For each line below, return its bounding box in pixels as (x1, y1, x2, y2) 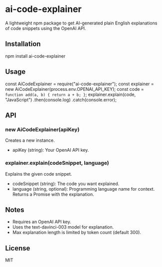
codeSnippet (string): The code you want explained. (12, 181, 120, 187)
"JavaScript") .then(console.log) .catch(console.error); (5, 96, 117, 103)
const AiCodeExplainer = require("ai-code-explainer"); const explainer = (5, 81, 155, 87)
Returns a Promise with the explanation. (12, 191, 94, 197)
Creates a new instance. (5, 137, 55, 143)
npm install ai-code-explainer (5, 53, 66, 59)
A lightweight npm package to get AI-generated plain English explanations (5, 20, 158, 26)
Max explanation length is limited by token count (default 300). (12, 230, 141, 236)
